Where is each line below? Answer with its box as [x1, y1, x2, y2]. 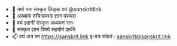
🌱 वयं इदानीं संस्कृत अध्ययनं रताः [11, 19, 74, 26]
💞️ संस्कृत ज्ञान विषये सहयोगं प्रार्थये [11, 26, 76, 33]
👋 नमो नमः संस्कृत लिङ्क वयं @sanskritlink [11, 6, 102, 13]
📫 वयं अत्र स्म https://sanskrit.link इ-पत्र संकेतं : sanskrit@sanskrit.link [11, 33, 171, 40]
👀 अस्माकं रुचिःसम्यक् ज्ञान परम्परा [11, 13, 77, 19]
